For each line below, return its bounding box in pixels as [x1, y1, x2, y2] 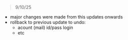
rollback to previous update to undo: [10, 19, 86, 25]
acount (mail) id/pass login [17, 24, 73, 30]
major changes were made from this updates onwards [10, 14, 123, 19]
